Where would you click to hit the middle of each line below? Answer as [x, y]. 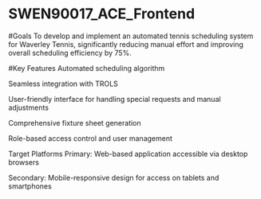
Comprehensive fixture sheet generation [75, 123]
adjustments [29, 107]
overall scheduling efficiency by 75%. [70, 53]
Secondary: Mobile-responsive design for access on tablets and [114, 178]
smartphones [30, 186]
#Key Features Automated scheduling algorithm [87, 68]
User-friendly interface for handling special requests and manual [115, 99]
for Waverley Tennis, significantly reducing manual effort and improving [126, 44]
